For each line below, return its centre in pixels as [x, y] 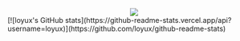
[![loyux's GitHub [35, 20]
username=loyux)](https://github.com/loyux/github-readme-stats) [117, 28]
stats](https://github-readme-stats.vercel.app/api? [148, 20]
